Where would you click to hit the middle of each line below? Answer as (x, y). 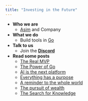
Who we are (25, 24)
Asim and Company (40, 29)
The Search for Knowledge (48, 93)
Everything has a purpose (47, 77)
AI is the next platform (43, 72)
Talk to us (23, 45)
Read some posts (31, 56)
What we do (25, 34)
